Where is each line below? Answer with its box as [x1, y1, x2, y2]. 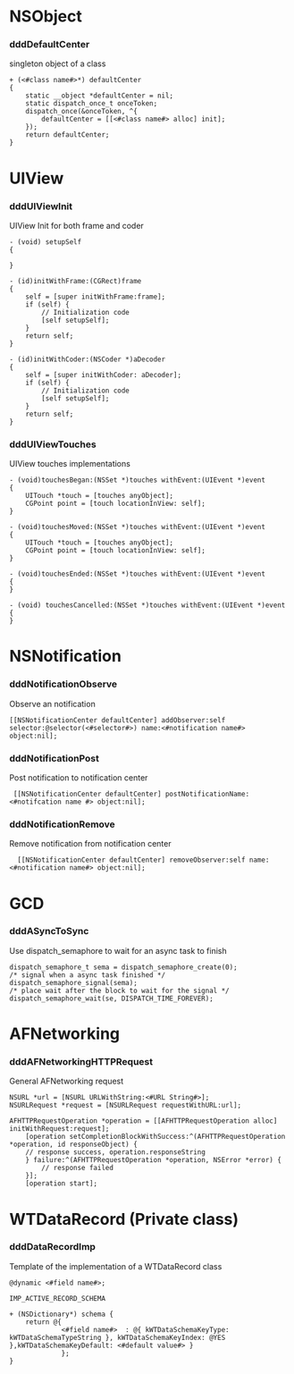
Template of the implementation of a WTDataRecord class [9, 1260, 223, 1271]
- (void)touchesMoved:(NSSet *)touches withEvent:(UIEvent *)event [9, 523, 266, 532]
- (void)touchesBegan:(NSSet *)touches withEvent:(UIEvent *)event [9, 476, 266, 485]
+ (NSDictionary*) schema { [9, 1310, 114, 1319]
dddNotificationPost [9, 752, 100, 764]
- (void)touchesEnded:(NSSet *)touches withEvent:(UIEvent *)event [9, 569, 266, 578]
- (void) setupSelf [9, 237, 82, 247]
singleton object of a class [9, 58, 106, 69]
